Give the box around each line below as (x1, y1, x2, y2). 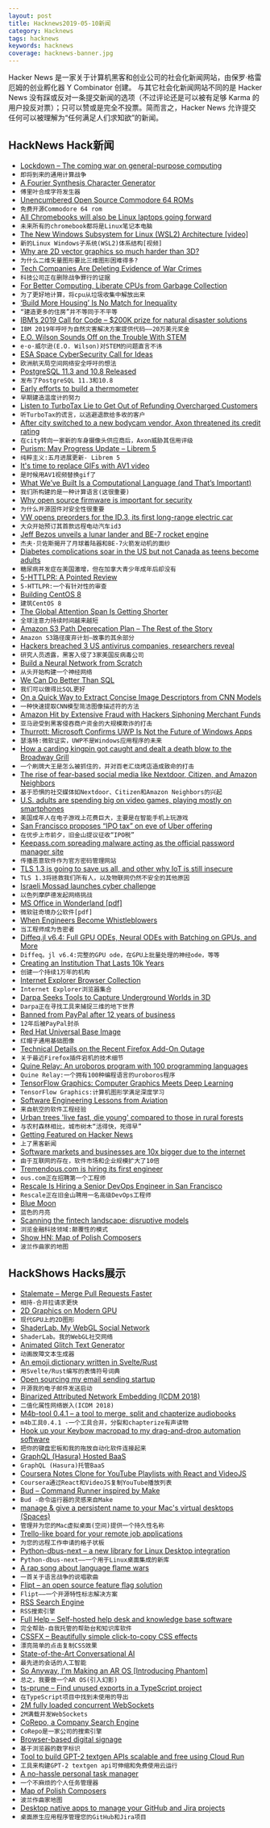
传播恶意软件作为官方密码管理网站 (19, 856, 117, 864)
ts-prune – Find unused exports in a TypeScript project (19, 1683, 202, 1692)
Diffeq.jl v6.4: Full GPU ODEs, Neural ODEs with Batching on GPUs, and (19, 932, 257, 942)
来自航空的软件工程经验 (19, 1105, 87, 1114)
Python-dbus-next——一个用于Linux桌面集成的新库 (19, 1555, 170, 1564)
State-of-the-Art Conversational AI (19, 1648, 135, 1659)
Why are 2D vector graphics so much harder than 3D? (19, 246, 200, 256)
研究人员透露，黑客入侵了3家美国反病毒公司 (19, 650, 144, 659)
